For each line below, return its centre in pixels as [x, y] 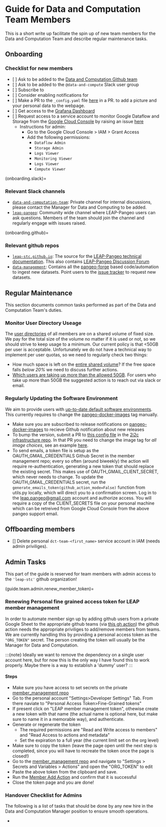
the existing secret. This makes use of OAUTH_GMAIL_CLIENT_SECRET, [85, 472]
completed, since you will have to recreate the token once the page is [83, 751]
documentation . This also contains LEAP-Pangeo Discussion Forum [81, 262]
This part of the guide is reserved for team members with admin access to [81, 574]
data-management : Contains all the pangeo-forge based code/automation [85, 267]
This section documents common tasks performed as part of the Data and [81, 305]
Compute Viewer [50, 169]
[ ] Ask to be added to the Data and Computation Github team [75, 79]
